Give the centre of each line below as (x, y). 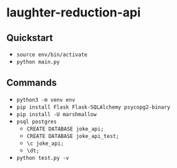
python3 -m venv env (46, 100)
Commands (32, 83)
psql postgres (36, 122)
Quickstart (30, 38)
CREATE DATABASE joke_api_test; (73, 136)
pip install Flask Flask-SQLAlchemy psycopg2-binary (93, 107)
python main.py (38, 62)
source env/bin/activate (52, 55)
